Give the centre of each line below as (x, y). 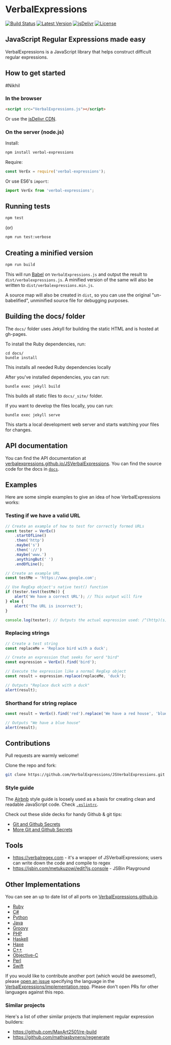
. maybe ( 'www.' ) (31, 555)
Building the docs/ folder (45, 316)
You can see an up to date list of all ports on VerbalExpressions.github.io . (82, 897)
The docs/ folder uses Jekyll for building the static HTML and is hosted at (82, 329)
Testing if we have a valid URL (43, 516)
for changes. (19, 430)
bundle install (21, 358)
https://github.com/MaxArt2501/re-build (54, 1032)
